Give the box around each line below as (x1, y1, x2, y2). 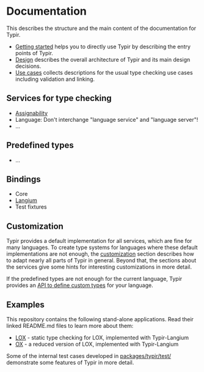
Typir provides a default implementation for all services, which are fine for (6, 237, 192, 245)
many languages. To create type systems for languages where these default (6, 244, 198, 251)
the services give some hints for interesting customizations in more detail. (6, 263, 192, 270)
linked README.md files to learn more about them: (6, 322, 134, 329)
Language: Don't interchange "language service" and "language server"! (15, 116, 199, 123)
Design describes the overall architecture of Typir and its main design (15, 56, 191, 63)
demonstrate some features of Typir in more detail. (6, 359, 134, 366)
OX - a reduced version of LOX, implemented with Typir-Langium (15, 341, 179, 348)
